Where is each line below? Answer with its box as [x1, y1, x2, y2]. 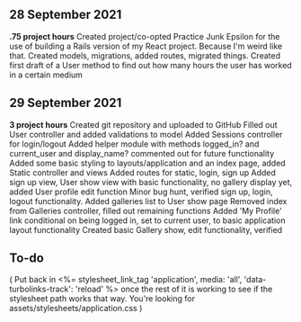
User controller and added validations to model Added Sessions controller [9, 129, 283, 139]
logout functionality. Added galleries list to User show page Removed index [9, 195, 288, 206]
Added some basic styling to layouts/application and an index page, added [9, 157, 286, 168]
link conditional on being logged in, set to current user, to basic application [9, 215, 286, 226]
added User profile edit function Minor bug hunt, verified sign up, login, [9, 186, 273, 197]
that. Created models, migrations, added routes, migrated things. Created [9, 49, 281, 61]
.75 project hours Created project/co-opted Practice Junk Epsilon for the [9, 31, 280, 41]
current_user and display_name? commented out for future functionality [9, 148, 275, 158]
